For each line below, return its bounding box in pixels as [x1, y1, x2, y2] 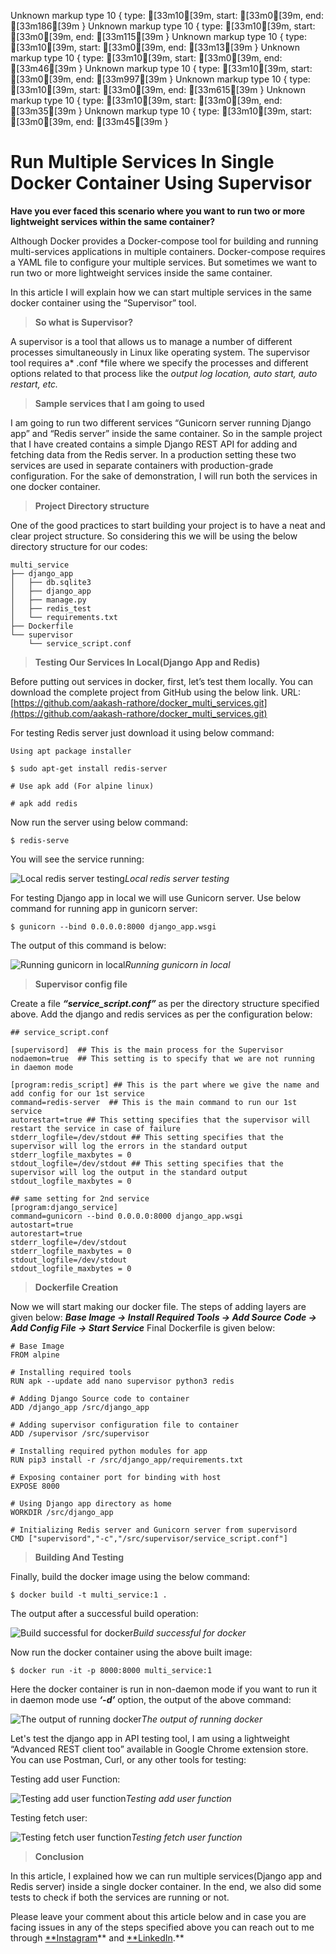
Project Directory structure [34, 500, 150, 512]
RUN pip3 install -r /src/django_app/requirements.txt [10, 1455, 244, 1465]
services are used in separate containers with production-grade [10, 459, 274, 471]
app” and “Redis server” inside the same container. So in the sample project [10, 427, 323, 439]
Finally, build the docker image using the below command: [10, 1570, 250, 1582]
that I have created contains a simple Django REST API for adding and [10, 438, 298, 450]
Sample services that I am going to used [34, 397, 205, 409]
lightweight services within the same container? [10, 215, 216, 227]
